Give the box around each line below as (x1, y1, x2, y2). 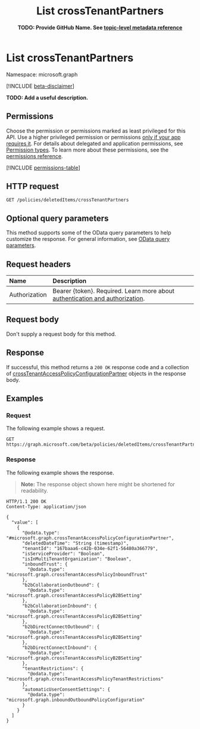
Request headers (6, 259, 71, 269)
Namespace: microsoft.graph (6, 70, 78, 78)
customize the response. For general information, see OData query (6, 236, 170, 243)
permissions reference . (6, 152, 63, 159)
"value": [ (11, 519, 39, 526)
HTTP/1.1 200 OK (6, 498, 46, 505)
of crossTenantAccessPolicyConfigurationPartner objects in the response (6, 370, 186, 377)
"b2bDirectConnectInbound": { (21, 644, 97, 651)
